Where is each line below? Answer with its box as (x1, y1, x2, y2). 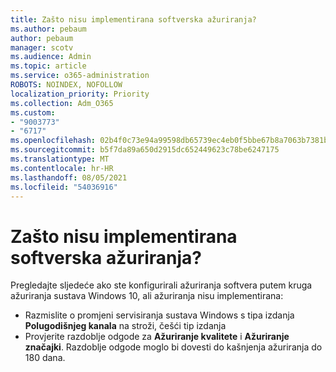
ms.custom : (10, 107, 56, 118)
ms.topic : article (10, 61, 87, 71)
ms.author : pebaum (10, 24, 87, 34)
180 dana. (24, 352, 66, 364)
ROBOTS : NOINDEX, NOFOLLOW (10, 80, 123, 90)
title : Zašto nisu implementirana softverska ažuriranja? (10, 14, 257, 25)
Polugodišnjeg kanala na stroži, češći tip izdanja (24, 320, 227, 332)
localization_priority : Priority (10, 89, 150, 99)
